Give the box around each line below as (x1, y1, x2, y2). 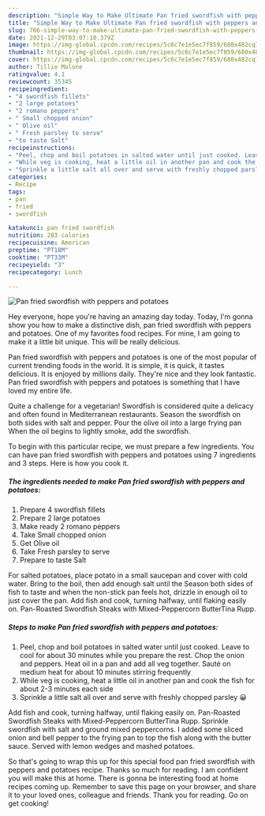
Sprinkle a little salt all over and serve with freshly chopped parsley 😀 (19, 693, 247, 702)
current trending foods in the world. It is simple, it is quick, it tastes (8, 361, 225, 370)
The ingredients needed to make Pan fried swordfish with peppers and (8, 476, 245, 486)
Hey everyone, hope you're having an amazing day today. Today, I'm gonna (8, 312, 254, 322)
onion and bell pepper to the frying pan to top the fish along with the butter (8, 733, 252, 743)
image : (8, 41, 30, 49)
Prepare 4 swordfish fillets (19, 505, 106, 514)
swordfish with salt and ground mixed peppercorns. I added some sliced (8, 724, 244, 735)
